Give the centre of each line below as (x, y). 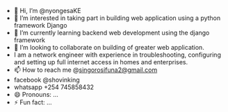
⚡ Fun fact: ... (33, 102)
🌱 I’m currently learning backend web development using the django (112, 32)
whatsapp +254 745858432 (54, 87)
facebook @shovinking (47, 80)
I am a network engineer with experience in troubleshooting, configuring (117, 55)
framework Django (40, 25)
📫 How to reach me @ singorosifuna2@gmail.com (85, 70)
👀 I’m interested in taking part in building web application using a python (117, 18)
